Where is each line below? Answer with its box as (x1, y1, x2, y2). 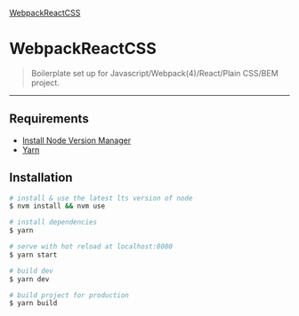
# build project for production (9, 290, 129, 300)
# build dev (9, 266, 53, 275)
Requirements (9, 111, 89, 127)
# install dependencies (9, 217, 98, 227)
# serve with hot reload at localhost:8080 (9, 242, 174, 251)
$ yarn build (9, 299, 58, 308)
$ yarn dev (9, 274, 50, 283)
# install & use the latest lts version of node (9, 194, 193, 202)
